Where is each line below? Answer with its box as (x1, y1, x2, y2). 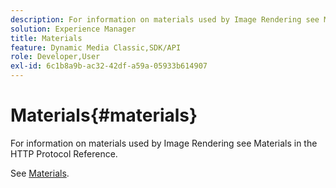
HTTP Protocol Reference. (10, 147, 118, 160)
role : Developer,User (10, 52, 101, 62)
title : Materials (10, 33, 83, 43)
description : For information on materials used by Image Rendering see (10, 14, 320, 25)
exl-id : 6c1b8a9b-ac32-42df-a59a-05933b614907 (10, 61, 208, 71)
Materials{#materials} (10, 104, 198, 127)
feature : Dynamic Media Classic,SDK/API (10, 42, 182, 53)
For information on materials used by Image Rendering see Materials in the (10, 137, 318, 149)
